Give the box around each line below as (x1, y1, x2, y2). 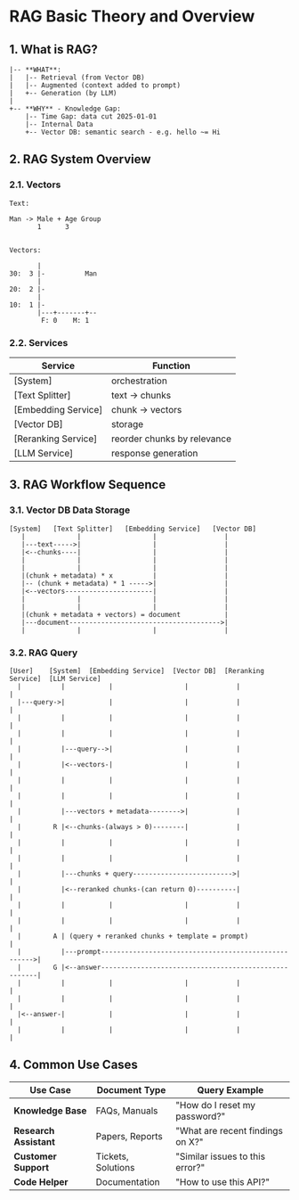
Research (13, 1124, 55, 1137)
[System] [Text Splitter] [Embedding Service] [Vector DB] (9, 524, 256, 533)
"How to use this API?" (174, 1175, 270, 1188)
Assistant (13, 1135, 56, 1147)
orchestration (110, 374, 167, 387)
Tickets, (95, 1150, 129, 1163)
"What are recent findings (174, 1124, 283, 1137)
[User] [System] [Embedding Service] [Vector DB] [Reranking (9, 666, 265, 675)
